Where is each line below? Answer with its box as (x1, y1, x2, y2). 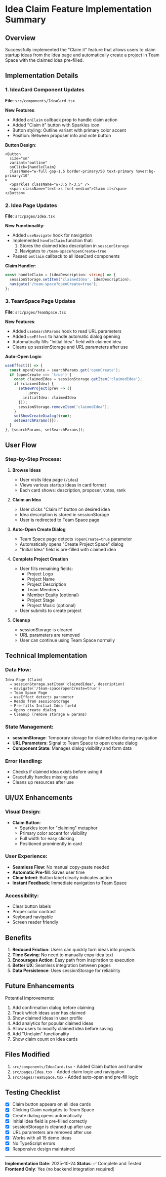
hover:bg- (135, 169, 156, 174)
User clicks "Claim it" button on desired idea (19, 506, 110, 512)
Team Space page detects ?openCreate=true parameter (19, 536, 132, 542)
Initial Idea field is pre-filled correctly (12, 1118, 87, 1124)
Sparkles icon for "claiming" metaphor (19, 825, 98, 831)
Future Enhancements (5, 982, 75, 990)
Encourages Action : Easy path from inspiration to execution (12, 957, 135, 963)
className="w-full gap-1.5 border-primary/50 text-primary (9, 169, 134, 174)
